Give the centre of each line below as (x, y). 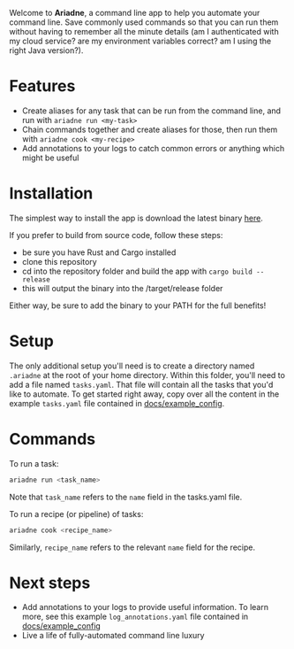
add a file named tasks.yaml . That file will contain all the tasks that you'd (141, 384)
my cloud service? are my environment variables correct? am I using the (140, 41)
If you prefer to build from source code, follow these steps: (116, 235)
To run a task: (34, 463)
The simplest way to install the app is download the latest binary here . (136, 218)
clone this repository (59, 261)
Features (42, 86)
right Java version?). (46, 50)
